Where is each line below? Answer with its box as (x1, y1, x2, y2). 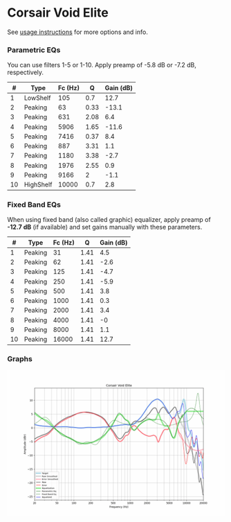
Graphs (7, 354, 33, 364)
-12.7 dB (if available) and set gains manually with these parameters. (7, 223, 203, 232)
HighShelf (24, 180, 53, 189)
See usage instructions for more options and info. (7, 28, 149, 36)
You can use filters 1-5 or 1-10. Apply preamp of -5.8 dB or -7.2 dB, (7, 61, 197, 69)
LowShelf (24, 94, 51, 102)
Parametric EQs (7, 45, 61, 55)
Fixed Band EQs (7, 200, 61, 209)
